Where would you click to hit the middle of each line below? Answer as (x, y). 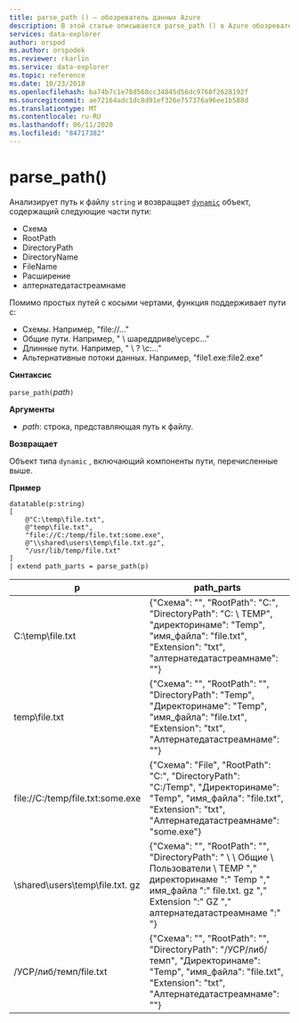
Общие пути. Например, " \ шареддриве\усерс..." (116, 338)
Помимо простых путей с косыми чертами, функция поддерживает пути (148, 302)
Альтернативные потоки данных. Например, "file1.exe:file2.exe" (143, 358)
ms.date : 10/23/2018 (48, 84)
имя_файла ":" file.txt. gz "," (209, 890)
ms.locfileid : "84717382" (57, 133)
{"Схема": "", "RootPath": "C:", (214, 602)
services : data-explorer (55, 34)
